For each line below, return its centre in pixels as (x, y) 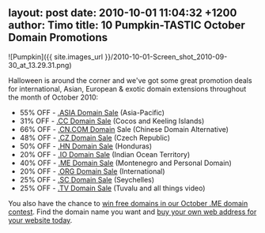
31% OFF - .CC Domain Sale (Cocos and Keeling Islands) (112, 121)
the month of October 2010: (53, 97)
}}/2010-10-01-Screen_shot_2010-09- (166, 56)
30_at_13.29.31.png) (40, 65)
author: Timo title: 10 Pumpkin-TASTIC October (127, 26)
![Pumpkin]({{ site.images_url (56, 56)
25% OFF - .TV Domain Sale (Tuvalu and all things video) (112, 188)
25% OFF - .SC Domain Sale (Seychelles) (87, 179)
